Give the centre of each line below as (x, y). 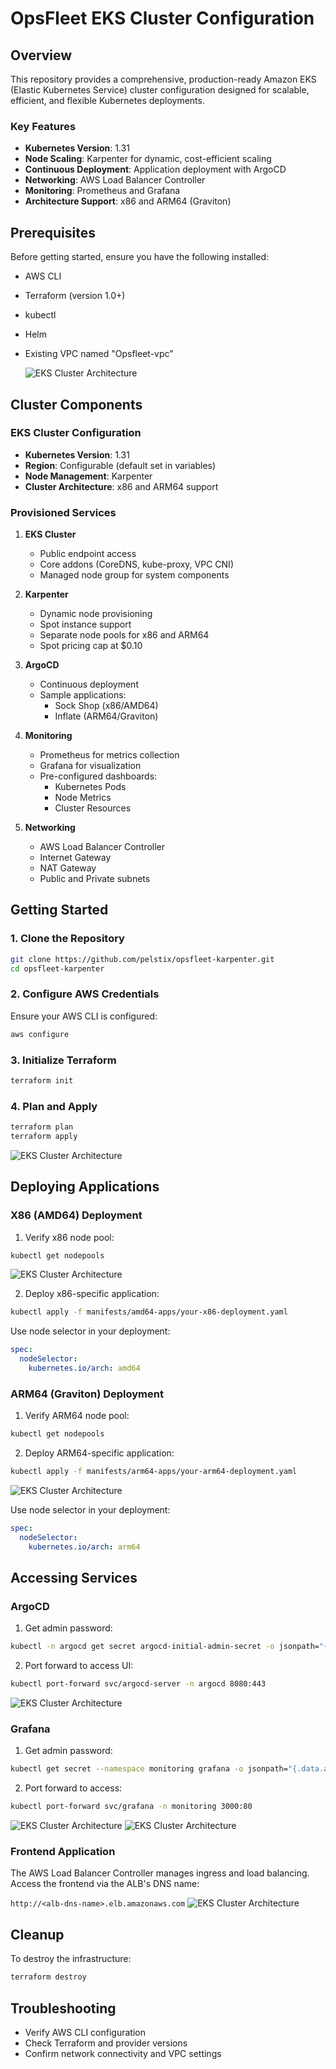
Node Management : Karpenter (88, 476)
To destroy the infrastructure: (71, 1959)
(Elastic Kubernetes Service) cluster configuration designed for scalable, (160, 90)
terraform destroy (48, 1977)
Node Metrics (83, 798)
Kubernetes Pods (90, 787)
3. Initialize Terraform (63, 1060)
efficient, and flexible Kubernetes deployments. (107, 100)
